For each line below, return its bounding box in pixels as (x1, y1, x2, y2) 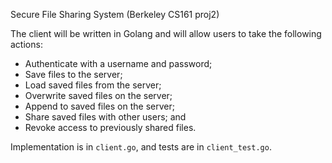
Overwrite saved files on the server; (24, 90, 173, 101)
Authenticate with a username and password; (24, 58, 213, 69)
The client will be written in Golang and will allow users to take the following (10, 28, 322, 39)
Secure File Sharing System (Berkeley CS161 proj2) (10, 9, 220, 20)
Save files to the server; (24, 69, 123, 80)
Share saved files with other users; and (24, 111, 187, 123)
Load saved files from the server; (24, 79, 162, 91)
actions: (10, 39, 43, 50)
